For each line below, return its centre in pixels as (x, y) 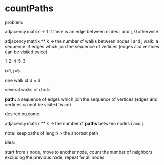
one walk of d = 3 (23, 80)
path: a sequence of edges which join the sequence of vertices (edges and (81, 99)
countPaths (29, 9)
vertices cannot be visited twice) (38, 104)
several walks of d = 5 (27, 89)
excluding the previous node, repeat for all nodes (55, 157)
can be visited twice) (26, 52)
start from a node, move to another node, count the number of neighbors (79, 152)
